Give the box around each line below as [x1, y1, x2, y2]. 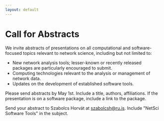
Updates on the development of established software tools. [12, 81, 134, 86]
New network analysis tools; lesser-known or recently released [12, 60, 142, 66]
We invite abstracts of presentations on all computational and [5, 45, 131, 51]
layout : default [5, 7, 39, 12]
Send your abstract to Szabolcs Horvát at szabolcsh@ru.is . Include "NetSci [5, 105, 159, 111]
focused [5, 50, 22, 56]
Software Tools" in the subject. [5, 110, 69, 116]
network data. [12, 75, 41, 81]
